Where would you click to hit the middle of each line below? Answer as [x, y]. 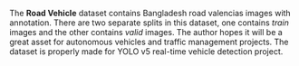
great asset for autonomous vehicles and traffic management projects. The [149, 42]
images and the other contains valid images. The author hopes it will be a [146, 32]
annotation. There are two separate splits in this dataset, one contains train [149, 23]
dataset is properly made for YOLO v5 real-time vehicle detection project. [146, 52]
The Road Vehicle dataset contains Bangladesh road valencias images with [150, 13]
